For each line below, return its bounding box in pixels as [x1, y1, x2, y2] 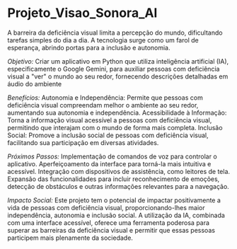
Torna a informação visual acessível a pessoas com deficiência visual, [7, 115, 212, 124]
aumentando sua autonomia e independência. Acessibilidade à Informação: [7, 108, 227, 117]
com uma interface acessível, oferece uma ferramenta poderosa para [7, 218, 210, 227]
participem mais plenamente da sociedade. [7, 233, 133, 242]
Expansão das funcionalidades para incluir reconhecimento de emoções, [7, 175, 220, 183]
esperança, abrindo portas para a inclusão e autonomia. [7, 43, 170, 52]
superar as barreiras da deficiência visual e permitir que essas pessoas [7, 226, 216, 234]
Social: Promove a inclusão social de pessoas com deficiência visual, [7, 131, 209, 139]
